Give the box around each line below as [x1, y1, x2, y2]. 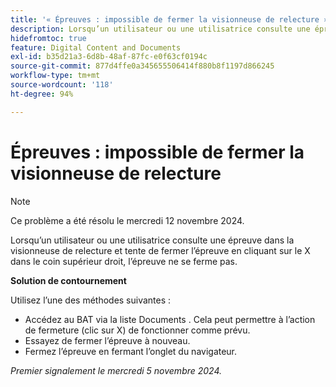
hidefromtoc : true [10, 33, 87, 43]
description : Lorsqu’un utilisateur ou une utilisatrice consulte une [10, 24, 311, 34]
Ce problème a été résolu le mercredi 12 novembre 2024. [10, 214, 245, 226]
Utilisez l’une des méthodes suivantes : [10, 294, 172, 306]
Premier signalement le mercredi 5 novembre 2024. [10, 364, 223, 376]
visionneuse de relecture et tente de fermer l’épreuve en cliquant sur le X [10, 244, 311, 256]
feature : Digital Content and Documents [10, 42, 182, 53]
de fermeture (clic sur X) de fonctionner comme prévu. [24, 324, 251, 336]
